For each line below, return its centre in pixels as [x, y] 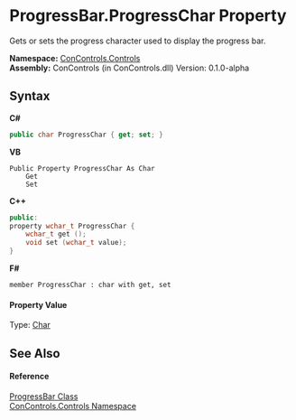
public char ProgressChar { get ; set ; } [87, 135]
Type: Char [30, 325]
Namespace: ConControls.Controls [75, 58]
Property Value [38, 304]
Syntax [30, 96]
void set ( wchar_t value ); [76, 243]
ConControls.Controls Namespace [73, 406]
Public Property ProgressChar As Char [82, 168]
